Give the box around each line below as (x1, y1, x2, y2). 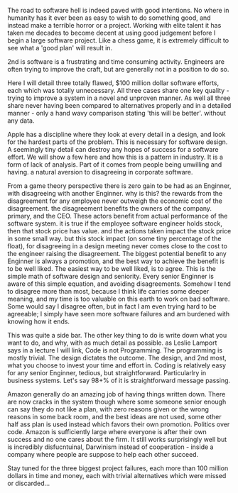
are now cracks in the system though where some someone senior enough (7, 397, 227, 406)
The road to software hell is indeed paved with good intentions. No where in (7, 6, 229, 14)
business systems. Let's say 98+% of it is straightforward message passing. (7, 376, 231, 384)
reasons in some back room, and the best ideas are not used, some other (7, 413, 222, 421)
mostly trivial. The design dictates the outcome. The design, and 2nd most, (7, 354, 227, 362)
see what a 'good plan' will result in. (7, 44, 112, 52)
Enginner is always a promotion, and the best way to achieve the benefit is (7, 257, 225, 265)
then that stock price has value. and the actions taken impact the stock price (7, 227, 232, 235)
